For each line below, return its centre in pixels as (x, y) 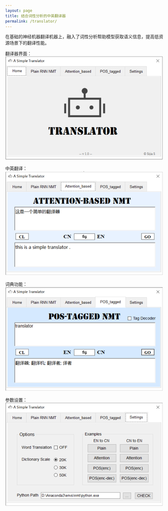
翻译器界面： (18, 54)
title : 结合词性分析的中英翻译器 (36, 16)
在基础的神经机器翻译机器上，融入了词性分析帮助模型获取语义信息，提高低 (82, 37)
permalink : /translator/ (31, 21)
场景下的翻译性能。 (29, 43)
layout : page (19, 11)
